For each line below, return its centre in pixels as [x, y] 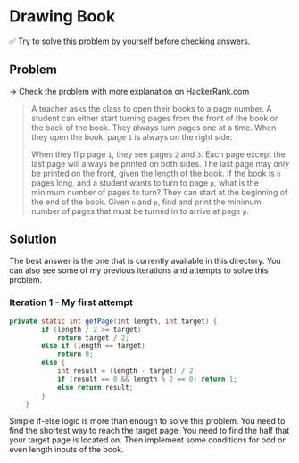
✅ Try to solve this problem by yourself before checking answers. [130, 41]
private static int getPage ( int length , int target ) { [113, 321]
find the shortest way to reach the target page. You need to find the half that [149, 431]
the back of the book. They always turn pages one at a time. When [154, 128]
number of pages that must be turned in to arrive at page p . [140, 211]
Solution [33, 240]
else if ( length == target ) [93, 346]
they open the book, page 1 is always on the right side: [132, 136]
